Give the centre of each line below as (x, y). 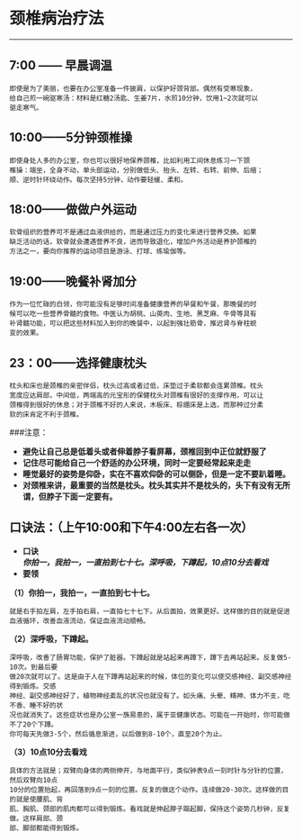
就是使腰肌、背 (40, 799)
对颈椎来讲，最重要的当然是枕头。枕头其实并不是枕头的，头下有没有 (148, 485)
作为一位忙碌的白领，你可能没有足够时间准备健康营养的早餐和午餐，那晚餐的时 (133, 304)
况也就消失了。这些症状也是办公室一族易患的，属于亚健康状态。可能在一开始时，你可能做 (150, 715)
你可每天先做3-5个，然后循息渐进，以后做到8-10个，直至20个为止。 (118, 734)
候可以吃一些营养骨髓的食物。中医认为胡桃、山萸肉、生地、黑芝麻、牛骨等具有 (133, 314)
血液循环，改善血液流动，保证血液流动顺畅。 (80, 621)
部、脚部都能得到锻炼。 (46, 828)
